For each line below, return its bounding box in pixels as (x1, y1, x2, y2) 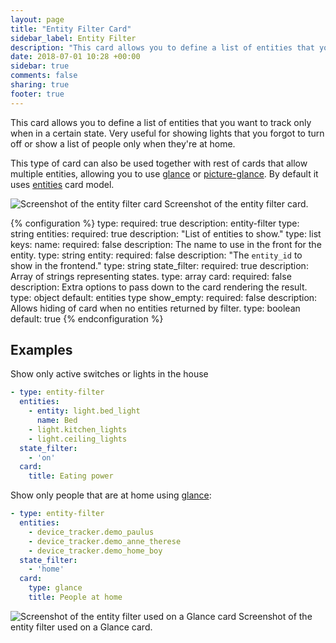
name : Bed (36, 416, 78, 426)
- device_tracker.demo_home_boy (28, 546, 163, 556)
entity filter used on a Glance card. (10, 621, 153, 633)
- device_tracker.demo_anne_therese (28, 536, 182, 546)
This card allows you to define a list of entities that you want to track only (10, 116, 312, 128)
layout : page (10, 14, 65, 25)
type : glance (28, 583, 83, 593)
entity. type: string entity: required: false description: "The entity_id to (10, 249, 303, 261)
